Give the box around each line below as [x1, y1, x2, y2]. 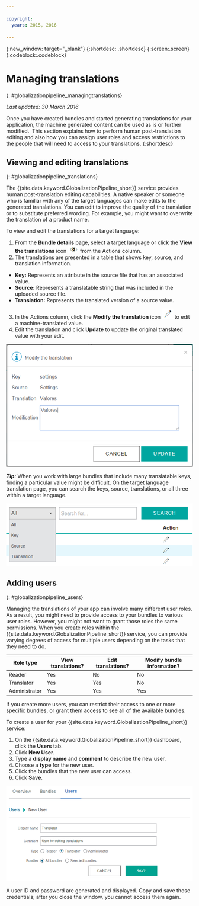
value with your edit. [14, 332, 65, 339]
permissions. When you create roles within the [6, 624, 120, 631]
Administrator [8, 687, 42, 694]
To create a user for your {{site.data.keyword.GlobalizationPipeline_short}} [6, 718, 188, 725]
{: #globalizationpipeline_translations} [6, 173, 98, 180]
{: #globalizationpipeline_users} [6, 594, 84, 601]
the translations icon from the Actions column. [14, 248, 142, 254]
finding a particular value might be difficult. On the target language [6, 479, 169, 486]
